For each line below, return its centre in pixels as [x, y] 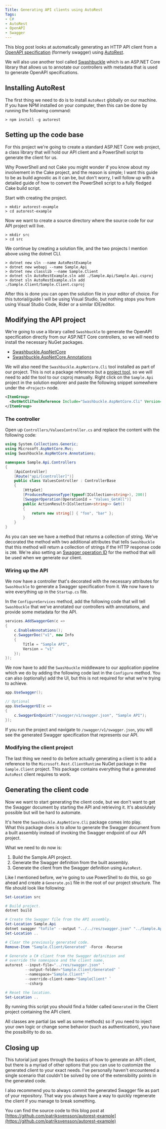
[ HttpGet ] [33, 490]
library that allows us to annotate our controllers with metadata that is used [81, 67]
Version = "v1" [39, 649]
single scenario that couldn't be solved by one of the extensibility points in [81, 1075]
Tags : [11, 14]
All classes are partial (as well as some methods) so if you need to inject [79, 1022]
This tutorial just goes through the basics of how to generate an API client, [81, 1060]
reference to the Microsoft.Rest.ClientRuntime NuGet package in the [76, 763]
